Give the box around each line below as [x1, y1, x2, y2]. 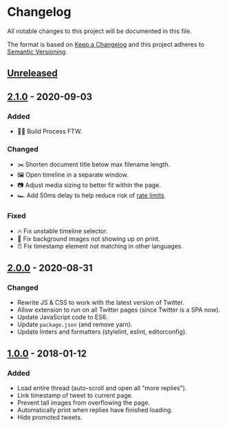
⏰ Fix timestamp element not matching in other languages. [17, 242, 184, 250]
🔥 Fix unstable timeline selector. [17, 226, 108, 235]
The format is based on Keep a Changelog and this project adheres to [7, 40, 205, 48]
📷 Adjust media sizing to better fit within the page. [17, 181, 162, 189]
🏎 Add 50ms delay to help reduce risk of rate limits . [17, 191, 166, 200]
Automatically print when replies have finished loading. [17, 405, 173, 414]
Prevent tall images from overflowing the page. [17, 398, 150, 407]
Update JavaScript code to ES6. [17, 313, 108, 321]
